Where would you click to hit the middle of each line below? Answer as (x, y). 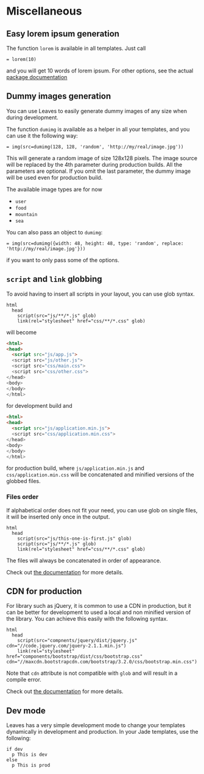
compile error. (24, 680)
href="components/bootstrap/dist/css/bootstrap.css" (75, 657)
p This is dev (30, 755)
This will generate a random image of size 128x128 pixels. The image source (102, 158)
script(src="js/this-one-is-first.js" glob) (75, 539)
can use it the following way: (42, 136)
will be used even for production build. (55, 177)
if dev (15, 750)
